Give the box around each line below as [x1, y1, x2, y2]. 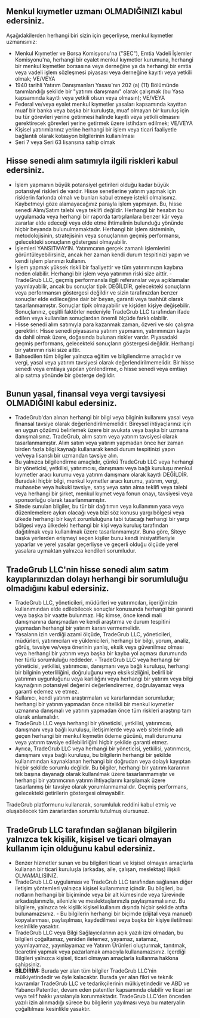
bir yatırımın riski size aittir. [14, 346, 81, 353]
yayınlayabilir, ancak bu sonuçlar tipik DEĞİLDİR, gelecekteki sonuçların [14, 283, 191, 290]
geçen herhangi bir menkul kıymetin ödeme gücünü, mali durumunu [14, 732, 182, 740]
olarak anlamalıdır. [14, 713, 60, 720]
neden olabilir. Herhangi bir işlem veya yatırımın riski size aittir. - [14, 270, 172, 277]
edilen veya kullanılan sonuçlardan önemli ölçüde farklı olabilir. [14, 314, 168, 321]
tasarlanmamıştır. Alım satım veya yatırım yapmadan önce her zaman [14, 439, 184, 446]
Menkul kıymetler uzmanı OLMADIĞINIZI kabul [6, 7, 183, 17]
